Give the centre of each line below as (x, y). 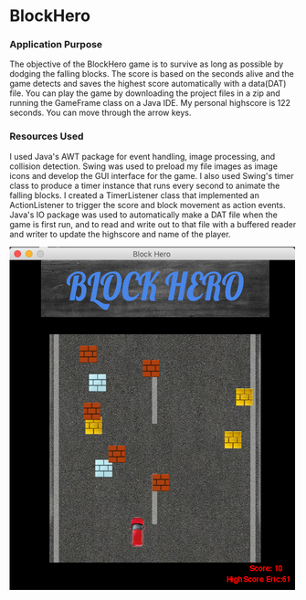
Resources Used (47, 136)
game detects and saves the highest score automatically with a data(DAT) (148, 84)
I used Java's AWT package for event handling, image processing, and (142, 156)
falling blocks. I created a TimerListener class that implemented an (135, 195)
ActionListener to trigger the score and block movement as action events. (148, 205)
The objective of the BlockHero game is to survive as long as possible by (147, 64)
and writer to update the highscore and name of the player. (120, 234)
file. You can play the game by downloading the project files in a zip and (145, 93)
